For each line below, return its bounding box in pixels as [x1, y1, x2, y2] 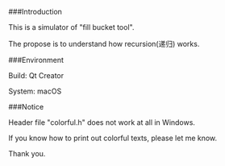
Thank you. [8, 149, 46, 158]
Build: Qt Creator [8, 71, 65, 80]
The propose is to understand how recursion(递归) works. [8, 39, 200, 48]
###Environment [8, 56, 65, 64]
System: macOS [8, 86, 62, 96]
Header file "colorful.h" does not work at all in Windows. [8, 118, 196, 127]
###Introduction [8, 7, 63, 16]
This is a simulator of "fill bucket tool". [8, 23, 135, 31]
